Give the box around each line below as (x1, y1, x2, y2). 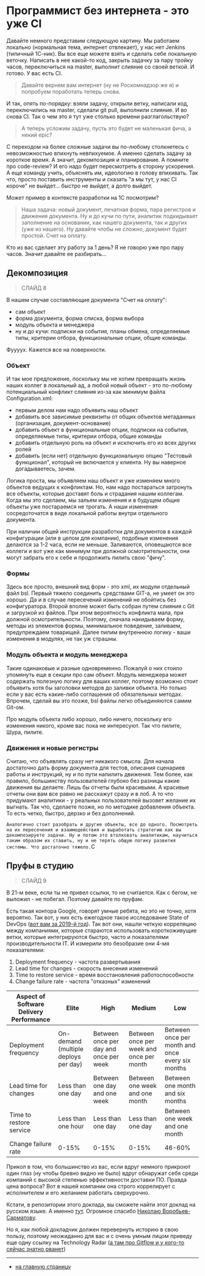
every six (164, 1056, 191, 1065)
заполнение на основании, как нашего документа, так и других (21, 219, 187, 226)
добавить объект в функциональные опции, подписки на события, (15, 426, 189, 434)
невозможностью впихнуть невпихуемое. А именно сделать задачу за (6, 149, 192, 157)
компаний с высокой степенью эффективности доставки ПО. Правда (6, 1176, 187, 1183)
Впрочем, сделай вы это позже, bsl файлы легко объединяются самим (6, 697, 192, 704)
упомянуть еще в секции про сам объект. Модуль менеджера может (6, 671, 187, 678)
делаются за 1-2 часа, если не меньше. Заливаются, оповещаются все (6, 541, 192, 548)
